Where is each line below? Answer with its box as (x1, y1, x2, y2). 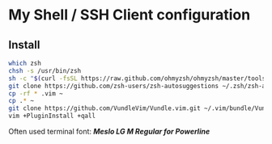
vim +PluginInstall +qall (8, 112, 96, 121)
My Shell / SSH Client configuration (8, 6, 251, 24)
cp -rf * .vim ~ (8, 89, 63, 98)
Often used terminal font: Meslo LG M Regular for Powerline (8, 127, 210, 136)
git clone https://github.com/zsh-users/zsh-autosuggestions (8, 82, 219, 90)
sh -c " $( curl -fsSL (8, 74, 79, 83)
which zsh (8, 59, 42, 67)
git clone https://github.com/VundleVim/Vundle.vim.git (8, 104, 201, 112)
